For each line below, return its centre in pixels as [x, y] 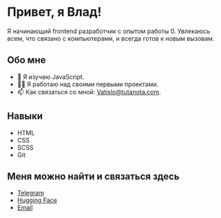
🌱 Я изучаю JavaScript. [51, 77]
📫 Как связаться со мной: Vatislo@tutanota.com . [89, 92]
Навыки [25, 116]
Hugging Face [37, 200]
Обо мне [27, 60]
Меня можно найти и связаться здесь [94, 176]
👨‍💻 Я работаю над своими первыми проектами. [88, 84]
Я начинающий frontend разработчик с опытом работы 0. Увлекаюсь [109, 31]
